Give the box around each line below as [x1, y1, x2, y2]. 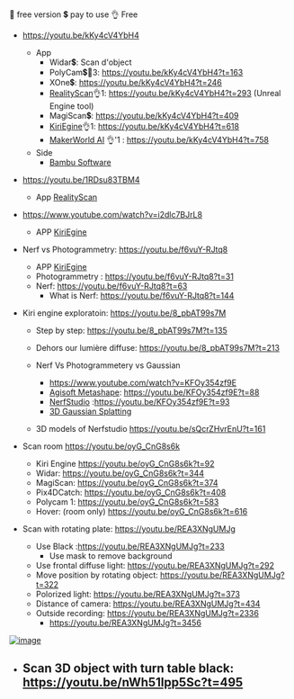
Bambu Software [49, 157, 111, 167]
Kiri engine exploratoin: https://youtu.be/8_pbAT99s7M [22, 308, 227, 318]
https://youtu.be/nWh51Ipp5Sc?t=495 [22, 675, 244, 690]
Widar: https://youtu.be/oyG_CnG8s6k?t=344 [35, 468, 205, 479]
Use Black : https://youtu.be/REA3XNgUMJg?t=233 [35, 541, 225, 551]
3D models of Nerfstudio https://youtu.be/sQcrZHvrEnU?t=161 [35, 424, 266, 434]
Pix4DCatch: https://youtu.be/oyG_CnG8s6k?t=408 [35, 487, 227, 497]
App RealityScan [35, 192, 98, 202]
